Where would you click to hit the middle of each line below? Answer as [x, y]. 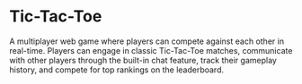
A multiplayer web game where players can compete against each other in [147, 41]
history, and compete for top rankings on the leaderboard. [117, 70]
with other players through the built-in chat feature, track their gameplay [143, 60]
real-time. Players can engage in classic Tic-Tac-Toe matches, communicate [151, 50]
